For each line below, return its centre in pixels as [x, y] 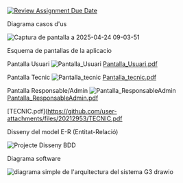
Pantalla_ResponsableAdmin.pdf [53, 98]
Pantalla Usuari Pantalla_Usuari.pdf [82, 64]
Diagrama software [34, 159]
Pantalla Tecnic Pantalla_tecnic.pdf [82, 77]
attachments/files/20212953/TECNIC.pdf [65, 118]
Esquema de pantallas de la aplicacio [59, 51]
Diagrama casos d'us [37, 24]
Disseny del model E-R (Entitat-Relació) [63, 132]
